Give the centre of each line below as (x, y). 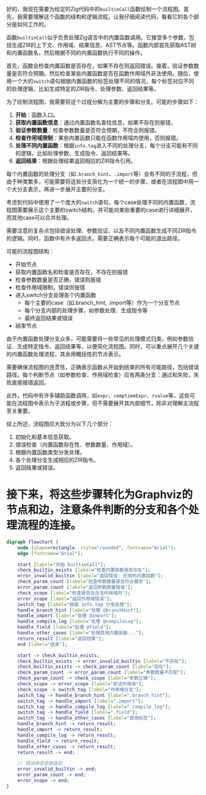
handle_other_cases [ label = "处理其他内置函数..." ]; (81, 633)
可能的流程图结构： (31, 251)
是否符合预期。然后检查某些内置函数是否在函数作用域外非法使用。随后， (102, 73)
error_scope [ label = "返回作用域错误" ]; (65, 599)
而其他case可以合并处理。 (39, 217)
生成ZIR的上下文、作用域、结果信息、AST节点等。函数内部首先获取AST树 (104, 45)
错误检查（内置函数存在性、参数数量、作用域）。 (75, 444)
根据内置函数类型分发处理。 (50, 452)
